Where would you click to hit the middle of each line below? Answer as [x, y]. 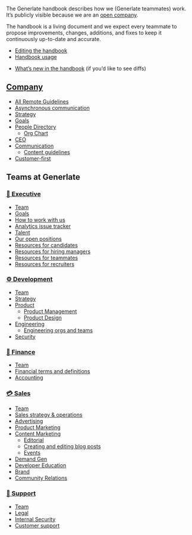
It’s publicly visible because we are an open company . [72, 15]
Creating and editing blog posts [62, 446]
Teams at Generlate [43, 177]
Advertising [29, 421]
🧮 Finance [21, 352]
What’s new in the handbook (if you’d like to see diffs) [81, 68]
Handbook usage [36, 57]
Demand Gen [31, 459]
